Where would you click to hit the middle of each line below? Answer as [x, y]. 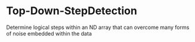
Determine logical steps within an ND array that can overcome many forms [98, 27]
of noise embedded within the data [49, 33]
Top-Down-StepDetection [72, 11]
